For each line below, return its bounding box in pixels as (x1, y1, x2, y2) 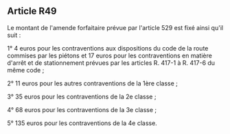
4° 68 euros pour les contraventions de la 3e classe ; (7, 105, 157, 113)
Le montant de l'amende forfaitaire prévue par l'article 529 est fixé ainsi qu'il (7, 23, 224, 31)
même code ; (7, 66, 45, 74)
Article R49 (7, 5, 57, 17)
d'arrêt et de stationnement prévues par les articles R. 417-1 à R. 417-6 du (7, 58, 215, 67)
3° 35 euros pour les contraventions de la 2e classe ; (7, 92, 157, 100)
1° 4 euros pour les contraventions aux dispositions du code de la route (7, 44, 209, 52)
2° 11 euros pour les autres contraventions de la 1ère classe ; (7, 79, 179, 88)
